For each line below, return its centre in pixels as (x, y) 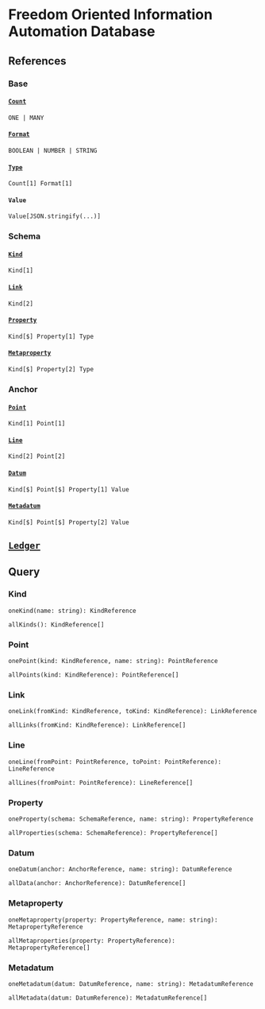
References (37, 61)
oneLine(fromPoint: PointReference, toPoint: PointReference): (115, 762)
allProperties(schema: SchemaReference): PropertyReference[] (113, 833)
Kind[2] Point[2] (37, 456)
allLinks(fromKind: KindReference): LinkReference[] (97, 725)
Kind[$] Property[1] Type (51, 336)
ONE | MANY (26, 118)
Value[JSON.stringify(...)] (55, 216)
